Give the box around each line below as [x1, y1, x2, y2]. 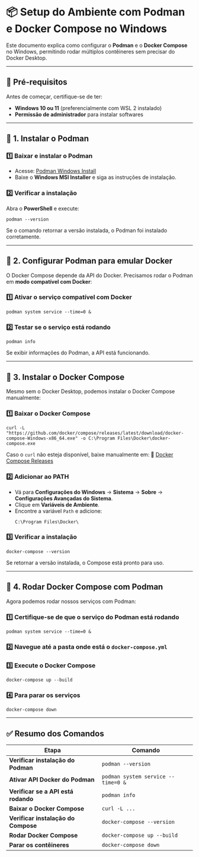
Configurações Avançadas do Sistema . [14, 495, 113, 502]
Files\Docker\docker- [117, 435, 171, 441]
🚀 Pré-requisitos [6, 77, 68, 87]
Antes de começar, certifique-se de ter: [6, 93, 102, 100]
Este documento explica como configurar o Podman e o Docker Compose [6, 42, 188, 49]
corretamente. [6, 233, 41, 240]
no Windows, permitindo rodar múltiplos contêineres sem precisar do [6, 48, 175, 55]
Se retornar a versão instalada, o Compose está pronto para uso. [6, 559, 165, 566]
